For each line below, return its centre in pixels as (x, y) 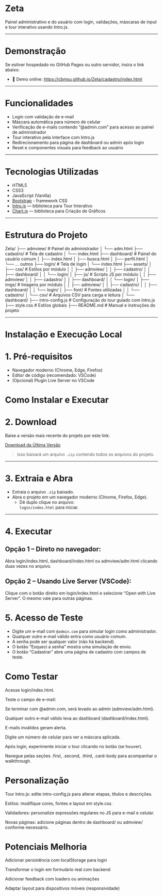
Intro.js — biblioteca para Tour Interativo (52, 206)
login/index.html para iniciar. (49, 507)
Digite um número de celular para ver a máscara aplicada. (63, 737)
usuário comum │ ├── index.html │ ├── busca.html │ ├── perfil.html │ (77, 259)
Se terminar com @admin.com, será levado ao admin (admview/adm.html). (80, 709)
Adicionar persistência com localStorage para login (56, 860)
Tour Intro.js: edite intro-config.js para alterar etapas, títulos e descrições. (79, 794)
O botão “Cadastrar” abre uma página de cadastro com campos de (79, 652)
